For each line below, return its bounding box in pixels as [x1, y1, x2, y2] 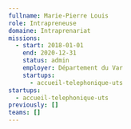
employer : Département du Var [22, 64, 124, 72]
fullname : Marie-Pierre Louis [8, 11, 109, 20]
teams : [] [8, 109, 42, 117]
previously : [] [8, 101, 59, 109]
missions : [8, 34, 42, 42]
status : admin [22, 57, 69, 65]
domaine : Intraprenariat [8, 26, 91, 34]
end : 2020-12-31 [22, 49, 77, 57]
